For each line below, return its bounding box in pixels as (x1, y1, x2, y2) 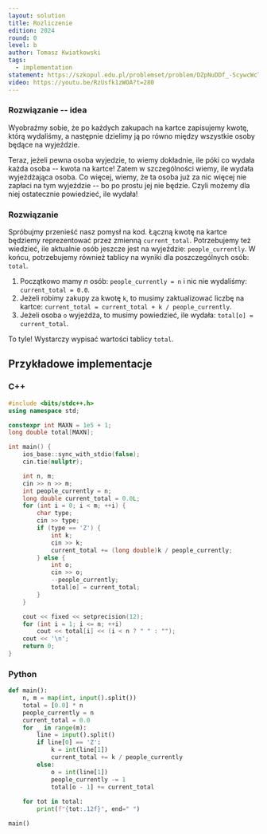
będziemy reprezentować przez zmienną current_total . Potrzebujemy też (8, 236, 252, 246)
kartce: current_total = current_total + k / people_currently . (19, 302, 232, 312)
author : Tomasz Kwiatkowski (8, 49, 102, 57)
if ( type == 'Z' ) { (37, 524, 102, 533)
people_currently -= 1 (50, 775, 126, 784)
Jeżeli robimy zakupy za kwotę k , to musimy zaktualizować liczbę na (19, 293, 245, 303)
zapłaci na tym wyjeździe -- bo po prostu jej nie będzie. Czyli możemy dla (8, 180, 250, 190)
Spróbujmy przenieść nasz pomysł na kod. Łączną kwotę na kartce (8, 227, 228, 237)
